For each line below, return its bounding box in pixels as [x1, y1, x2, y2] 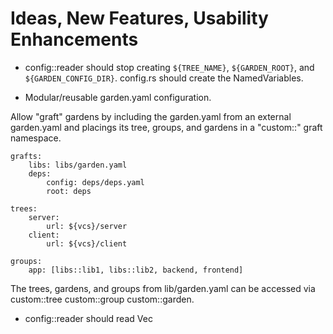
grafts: [10, 151, 43, 161]
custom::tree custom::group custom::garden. [10, 293, 195, 305]
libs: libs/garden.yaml [28, 160, 128, 170]
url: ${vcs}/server [46, 221, 128, 231]
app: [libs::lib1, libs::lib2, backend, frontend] [28, 265, 244, 275]
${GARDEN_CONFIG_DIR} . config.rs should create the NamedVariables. [24, 72, 304, 84]
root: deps [46, 186, 92, 196]
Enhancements [10, 28, 139, 51]
